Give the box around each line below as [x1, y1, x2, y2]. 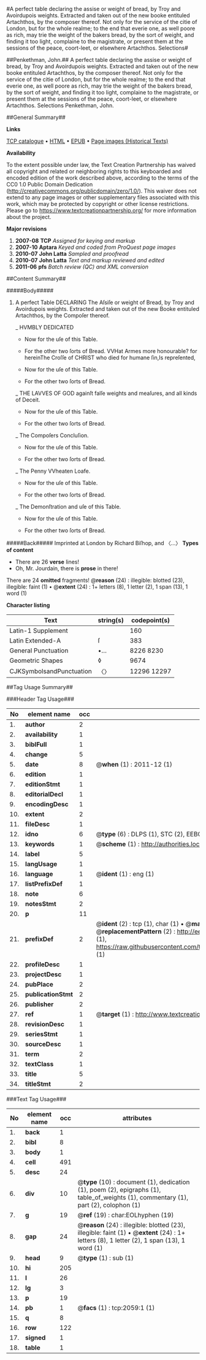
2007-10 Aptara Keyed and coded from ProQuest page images [15, 243, 176, 251]
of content [6, 546, 34, 554]
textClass [25, 1060, 54, 1068]
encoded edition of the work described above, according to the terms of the [6, 174, 199, 181]
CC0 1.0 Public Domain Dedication [6, 181, 93, 188]
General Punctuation [9, 646, 69, 655]
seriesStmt [25, 1030, 58, 1038]
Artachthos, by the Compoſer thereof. [15, 312, 110, 319]
